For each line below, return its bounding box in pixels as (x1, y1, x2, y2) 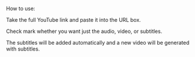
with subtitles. (6, 45, 40, 52)
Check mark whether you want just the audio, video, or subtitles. (6, 28, 163, 35)
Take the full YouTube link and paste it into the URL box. (6, 16, 141, 23)
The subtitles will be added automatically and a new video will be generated (6, 39, 190, 46)
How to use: (6, 5, 35, 12)
